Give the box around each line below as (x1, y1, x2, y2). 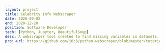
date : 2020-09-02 (5, 16, 41, 21)
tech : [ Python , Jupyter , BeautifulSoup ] (5, 30, 89, 34)
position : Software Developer (5, 25, 67, 30)
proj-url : (5, 39, 26, 44)
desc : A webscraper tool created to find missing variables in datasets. (5, 34, 160, 39)
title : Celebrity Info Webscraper (5, 12, 76, 17)
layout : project (5, 7, 38, 12)
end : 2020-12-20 (5, 20, 38, 26)
